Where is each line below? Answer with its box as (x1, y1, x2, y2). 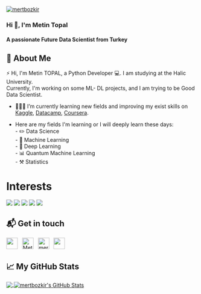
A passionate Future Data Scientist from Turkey (6, 36, 128, 43)
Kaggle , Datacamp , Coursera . (14, 109, 89, 117)
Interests (6, 179, 53, 193)
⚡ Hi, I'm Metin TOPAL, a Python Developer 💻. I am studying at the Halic (6, 69, 186, 77)
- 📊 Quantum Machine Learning (14, 150, 95, 157)
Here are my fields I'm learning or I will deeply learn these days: (14, 121, 174, 128)
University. (6, 78, 33, 86)
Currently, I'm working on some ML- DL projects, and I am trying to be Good (6, 85, 195, 92)
